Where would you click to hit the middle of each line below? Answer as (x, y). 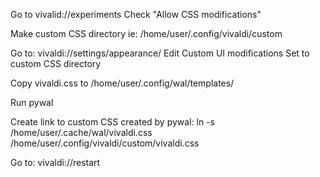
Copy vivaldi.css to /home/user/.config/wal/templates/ (122, 83)
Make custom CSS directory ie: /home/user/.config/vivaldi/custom (146, 33)
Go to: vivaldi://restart (55, 162)
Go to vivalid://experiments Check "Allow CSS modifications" (136, 14)
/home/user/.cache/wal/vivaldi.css (81, 132)
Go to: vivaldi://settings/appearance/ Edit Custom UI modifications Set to (160, 53)
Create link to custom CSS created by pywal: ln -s (112, 122)
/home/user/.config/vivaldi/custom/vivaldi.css (105, 143)
